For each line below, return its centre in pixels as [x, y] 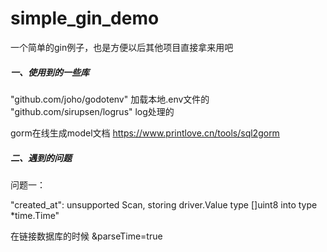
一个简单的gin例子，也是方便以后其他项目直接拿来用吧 [122, 47]
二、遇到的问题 [41, 158]
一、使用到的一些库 [50, 72]
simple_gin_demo [85, 18]
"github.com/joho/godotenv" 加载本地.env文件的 [110, 99]
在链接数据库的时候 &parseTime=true [86, 236]
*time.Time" [35, 215]
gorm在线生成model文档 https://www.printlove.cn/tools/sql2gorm [145, 133]
